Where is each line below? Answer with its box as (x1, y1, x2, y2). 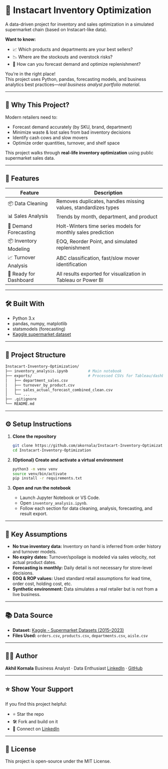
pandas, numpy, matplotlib (12, 321, 67, 327)
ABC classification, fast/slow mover (56, 255, 140, 262)
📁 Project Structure (5, 350, 66, 359)
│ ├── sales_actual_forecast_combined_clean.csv (5, 387, 113, 393)
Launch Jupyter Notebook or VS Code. (19, 495, 100, 501)
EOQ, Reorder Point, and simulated (56, 238, 137, 245)
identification (56, 261, 87, 268)
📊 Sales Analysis (7, 212, 48, 219)
